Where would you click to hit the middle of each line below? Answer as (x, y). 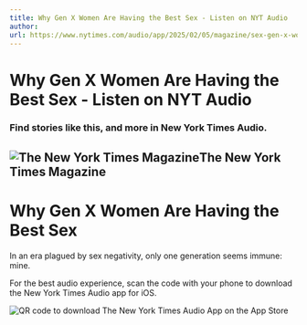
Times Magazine (58, 171)
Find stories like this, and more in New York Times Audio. (138, 128)
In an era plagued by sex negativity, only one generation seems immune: (146, 256)
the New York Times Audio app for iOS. (83, 292)
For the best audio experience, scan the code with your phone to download (151, 283)
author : (24, 26)
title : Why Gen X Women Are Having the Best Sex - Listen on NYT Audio (148, 18)
